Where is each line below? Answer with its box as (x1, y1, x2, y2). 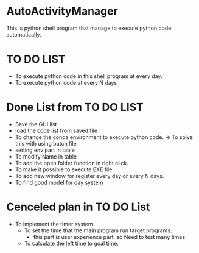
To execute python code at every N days (15, 79, 117, 86)
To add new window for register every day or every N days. (15, 172, 164, 179)
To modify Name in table (15, 152, 77, 160)
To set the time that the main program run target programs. (24, 227, 172, 234)
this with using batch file (15, 140, 77, 147)
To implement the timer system (15, 220, 93, 227)
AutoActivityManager (6, 4, 119, 18)
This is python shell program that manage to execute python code (6, 24, 172, 32)
